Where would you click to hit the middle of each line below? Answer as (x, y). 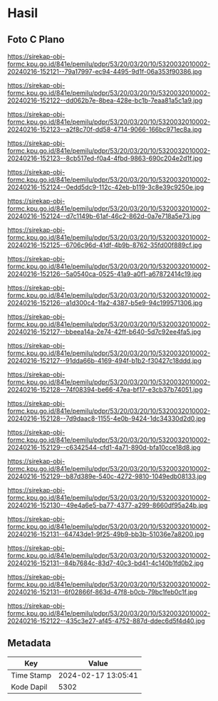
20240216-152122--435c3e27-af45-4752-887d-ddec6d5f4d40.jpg (106, 621)
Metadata (29, 643)
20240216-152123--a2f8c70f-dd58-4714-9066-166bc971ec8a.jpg (105, 129)
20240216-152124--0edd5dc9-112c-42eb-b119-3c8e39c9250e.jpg (106, 187)
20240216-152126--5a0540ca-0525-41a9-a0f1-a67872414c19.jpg (104, 274)
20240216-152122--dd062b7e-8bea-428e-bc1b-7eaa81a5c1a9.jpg (105, 100)
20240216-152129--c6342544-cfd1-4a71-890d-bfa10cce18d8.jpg (104, 447)
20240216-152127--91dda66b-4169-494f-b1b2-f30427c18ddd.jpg (104, 360)
